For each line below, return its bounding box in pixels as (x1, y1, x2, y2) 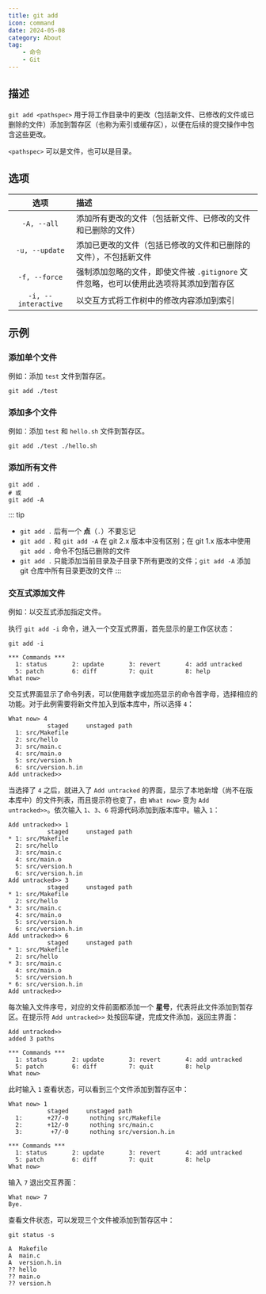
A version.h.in (8, 1259, 62, 1267)
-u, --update (15, 246, 65, 254)
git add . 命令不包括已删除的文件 (19, 546, 131, 555)
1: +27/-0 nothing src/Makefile (15, 1114, 161, 1122)
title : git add (8, 11, 59, 20)
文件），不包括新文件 (76, 251, 152, 262)
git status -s (8, 1231, 55, 1239)
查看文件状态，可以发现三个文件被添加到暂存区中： (8, 1216, 175, 1225)
